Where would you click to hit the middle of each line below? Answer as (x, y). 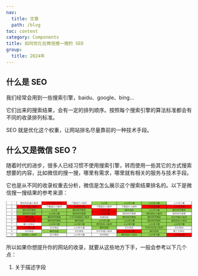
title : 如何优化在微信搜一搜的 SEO (45, 44)
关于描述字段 (30, 267)
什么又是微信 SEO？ (42, 150)
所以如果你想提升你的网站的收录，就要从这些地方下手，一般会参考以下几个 (96, 247)
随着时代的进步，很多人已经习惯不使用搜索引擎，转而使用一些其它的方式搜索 (99, 166)
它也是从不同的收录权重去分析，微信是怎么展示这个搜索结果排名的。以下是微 (99, 185)
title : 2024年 (28, 56)
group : (14, 50)
